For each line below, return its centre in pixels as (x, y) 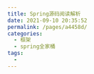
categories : (25, 33)
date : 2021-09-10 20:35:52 (47, 20)
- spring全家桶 (35, 47)
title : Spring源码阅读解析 (44, 14)
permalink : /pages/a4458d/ (47, 27)
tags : (15, 54)
